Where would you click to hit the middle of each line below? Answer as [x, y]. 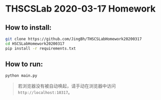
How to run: [24, 64]
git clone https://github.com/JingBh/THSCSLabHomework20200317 [74, 39]
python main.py [21, 76]
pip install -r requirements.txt [41, 48]
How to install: [28, 28]
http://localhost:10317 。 [45, 92]
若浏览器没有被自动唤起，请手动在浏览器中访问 [67, 86]
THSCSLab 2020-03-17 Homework [80, 9]
